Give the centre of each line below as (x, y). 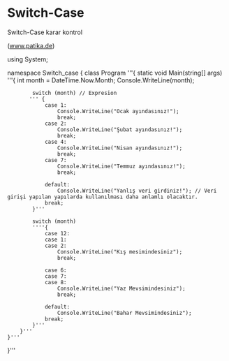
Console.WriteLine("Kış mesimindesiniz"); (120, 252)
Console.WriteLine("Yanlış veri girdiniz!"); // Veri (137, 191)
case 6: (56, 270)
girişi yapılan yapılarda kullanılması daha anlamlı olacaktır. (103, 197)
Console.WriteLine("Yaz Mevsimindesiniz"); (121, 288)
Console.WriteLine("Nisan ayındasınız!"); (120, 148)
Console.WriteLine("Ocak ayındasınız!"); (118, 111)
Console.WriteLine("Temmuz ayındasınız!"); (121, 166)
